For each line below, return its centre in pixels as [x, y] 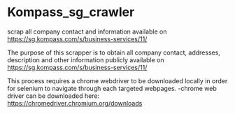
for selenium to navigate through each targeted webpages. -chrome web [112, 88]
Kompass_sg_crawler [71, 12]
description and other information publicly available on [86, 59]
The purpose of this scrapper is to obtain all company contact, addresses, [114, 52]
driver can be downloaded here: [54, 96]
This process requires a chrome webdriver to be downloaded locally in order [117, 80]
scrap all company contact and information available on [87, 31]
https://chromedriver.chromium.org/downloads [75, 103]
